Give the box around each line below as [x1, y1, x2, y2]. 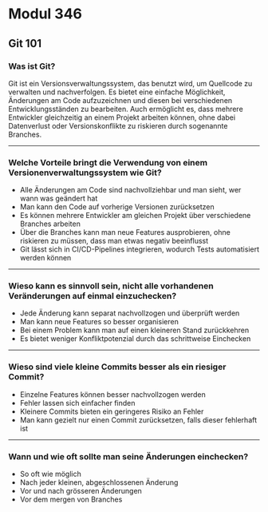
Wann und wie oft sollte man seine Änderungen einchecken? [8, 450, 249, 462]
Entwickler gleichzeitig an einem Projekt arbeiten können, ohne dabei [8, 113, 236, 122]
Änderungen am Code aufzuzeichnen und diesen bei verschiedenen [8, 95, 233, 105]
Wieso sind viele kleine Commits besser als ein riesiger [8, 361, 227, 372]
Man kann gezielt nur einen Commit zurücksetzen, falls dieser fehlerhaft [19, 415, 258, 424]
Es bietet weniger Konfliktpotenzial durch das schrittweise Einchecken [19, 334, 251, 343]
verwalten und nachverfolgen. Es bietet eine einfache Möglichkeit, [8, 87, 226, 97]
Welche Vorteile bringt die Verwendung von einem [8, 157, 208, 168]
